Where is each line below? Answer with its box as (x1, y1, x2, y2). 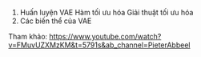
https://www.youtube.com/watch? (49, 32, 162, 41)
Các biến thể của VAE (19, 16, 92, 26)
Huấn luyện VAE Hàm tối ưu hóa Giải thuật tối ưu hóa (19, 8, 194, 17)
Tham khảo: (8, 32, 48, 41)
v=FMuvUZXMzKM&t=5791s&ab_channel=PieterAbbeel (8, 40, 191, 50)
